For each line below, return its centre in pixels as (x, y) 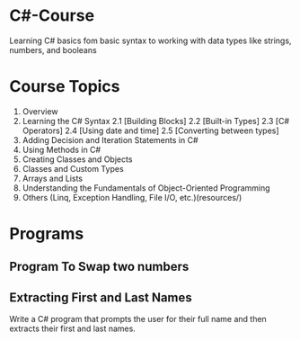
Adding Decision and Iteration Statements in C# (110, 139)
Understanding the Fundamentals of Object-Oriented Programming (146, 188)
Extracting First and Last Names (101, 297)
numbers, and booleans (53, 49)
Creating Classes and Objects (77, 159)
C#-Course (52, 16)
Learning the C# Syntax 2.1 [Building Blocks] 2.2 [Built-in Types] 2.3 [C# (156, 121)
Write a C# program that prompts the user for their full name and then (138, 319)
